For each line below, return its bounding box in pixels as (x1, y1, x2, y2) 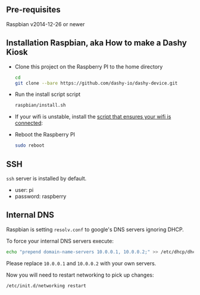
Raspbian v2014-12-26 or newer (6, 20, 85, 27)
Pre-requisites (6, 5, 61, 15)
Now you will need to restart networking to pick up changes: (6, 271, 154, 278)
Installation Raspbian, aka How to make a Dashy (6, 38, 187, 48)
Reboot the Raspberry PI (14, 131, 76, 138)
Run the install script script (14, 91, 81, 98)
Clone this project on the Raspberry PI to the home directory (14, 63, 163, 70)
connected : (14, 119, 43, 127)
